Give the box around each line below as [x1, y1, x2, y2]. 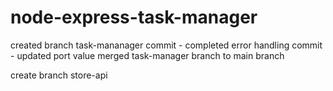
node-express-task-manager [10, 6, 258, 29]
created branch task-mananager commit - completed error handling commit [10, 39, 323, 51]
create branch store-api [10, 69, 108, 81]
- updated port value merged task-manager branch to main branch [10, 49, 285, 61]
